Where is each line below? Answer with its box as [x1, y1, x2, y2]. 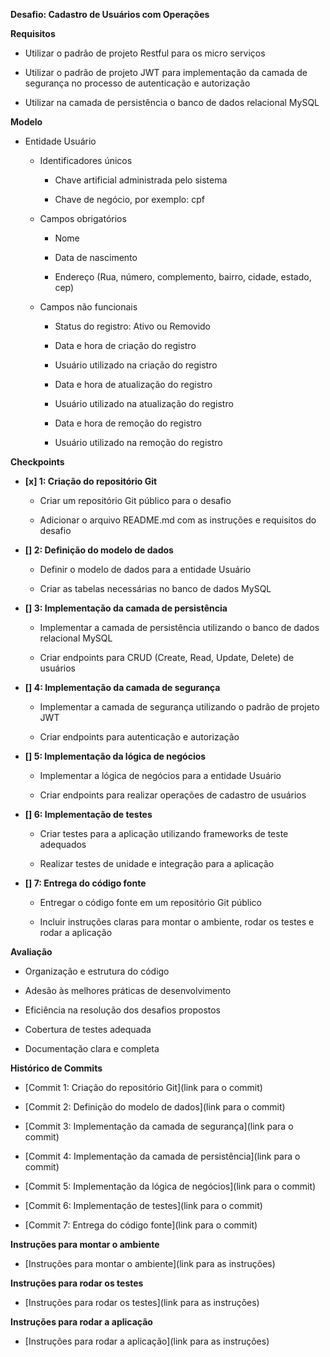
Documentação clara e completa [24, 1043, 160, 1054]
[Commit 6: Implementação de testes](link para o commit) [24, 1200, 263, 1211]
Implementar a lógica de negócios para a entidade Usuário [39, 770, 282, 781]
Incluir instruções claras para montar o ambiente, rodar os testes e [39, 916, 315, 928]
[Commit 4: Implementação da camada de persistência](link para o [24, 1150, 301, 1162]
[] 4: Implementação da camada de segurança [24, 682, 221, 693]
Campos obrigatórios [39, 213, 127, 224]
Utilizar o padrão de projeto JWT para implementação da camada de [24, 67, 308, 78]
